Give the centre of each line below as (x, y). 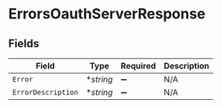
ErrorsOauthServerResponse (107, 14)
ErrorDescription (45, 92)
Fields (24, 44)
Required (138, 66)
